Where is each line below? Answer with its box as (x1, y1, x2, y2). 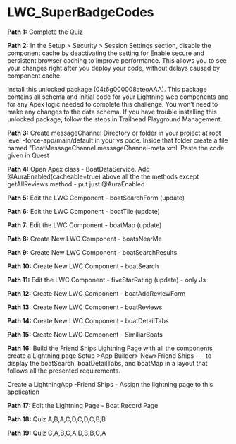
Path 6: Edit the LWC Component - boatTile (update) (7, 207, 161, 215)
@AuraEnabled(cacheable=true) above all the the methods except (7, 172, 199, 181)
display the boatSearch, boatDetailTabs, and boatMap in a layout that (7, 359, 208, 367)
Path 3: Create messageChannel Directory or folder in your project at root (7, 128, 221, 137)
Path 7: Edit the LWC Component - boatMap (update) (7, 220, 162, 229)
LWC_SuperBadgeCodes (7, 4, 154, 20)
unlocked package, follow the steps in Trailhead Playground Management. (7, 114, 223, 124)
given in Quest (7, 151, 49, 160)
